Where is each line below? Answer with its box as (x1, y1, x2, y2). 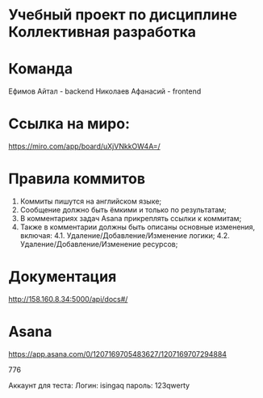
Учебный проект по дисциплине (8, 6, 238, 24)
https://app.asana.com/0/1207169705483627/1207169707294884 (8, 349, 228, 358)
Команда (8, 60, 73, 78)
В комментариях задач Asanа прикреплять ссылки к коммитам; (19, 214, 242, 223)
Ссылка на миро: (8, 115, 131, 133)
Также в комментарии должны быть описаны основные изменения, (19, 222, 256, 232)
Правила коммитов (8, 170, 146, 188)
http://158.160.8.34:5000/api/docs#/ (8, 294, 128, 304)
